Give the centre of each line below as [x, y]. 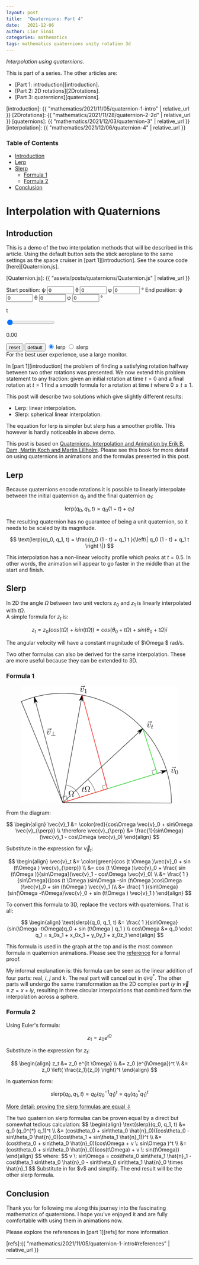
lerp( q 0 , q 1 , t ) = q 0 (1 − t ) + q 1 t [99, 509]
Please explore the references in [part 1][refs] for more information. [88, 1232]
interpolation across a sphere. [42, 997]
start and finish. [25, 570]
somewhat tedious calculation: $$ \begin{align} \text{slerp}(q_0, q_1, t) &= [96, 1124]
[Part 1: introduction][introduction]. [57, 84]
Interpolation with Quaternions [84, 212]
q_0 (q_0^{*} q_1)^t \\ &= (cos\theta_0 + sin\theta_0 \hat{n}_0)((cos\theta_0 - [98, 1131]
